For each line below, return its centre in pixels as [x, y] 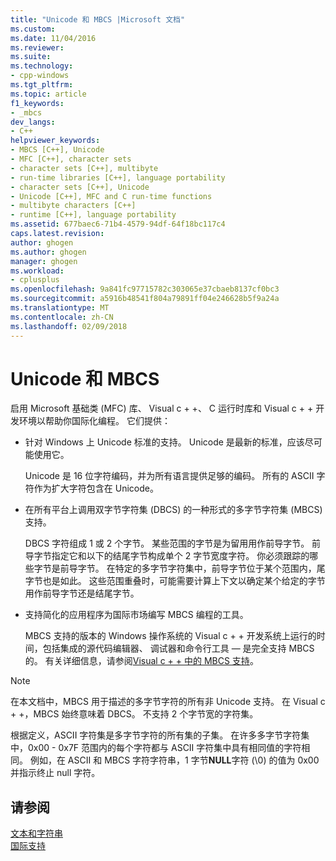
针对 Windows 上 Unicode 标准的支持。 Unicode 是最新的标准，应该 [164, 442]
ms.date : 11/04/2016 [53, 38]
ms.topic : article [48, 94]
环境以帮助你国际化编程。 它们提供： [94, 421]
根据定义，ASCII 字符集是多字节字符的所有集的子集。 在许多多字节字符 [156, 735]
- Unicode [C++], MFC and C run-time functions [111, 196]
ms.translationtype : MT [60, 308]
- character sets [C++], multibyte [84, 168]
